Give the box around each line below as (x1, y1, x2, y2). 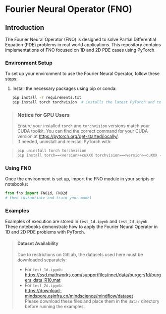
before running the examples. (24, 303, 85, 309)
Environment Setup (5, 59, 53, 66)
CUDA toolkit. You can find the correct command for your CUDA (17, 128, 148, 134)
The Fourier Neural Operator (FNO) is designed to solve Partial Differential (5, 36, 156, 42)
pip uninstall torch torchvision (17, 148, 87, 154)
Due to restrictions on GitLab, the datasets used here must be (17, 251, 143, 257)
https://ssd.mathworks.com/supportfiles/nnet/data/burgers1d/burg (24, 272, 161, 278)
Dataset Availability (17, 240, 58, 246)
